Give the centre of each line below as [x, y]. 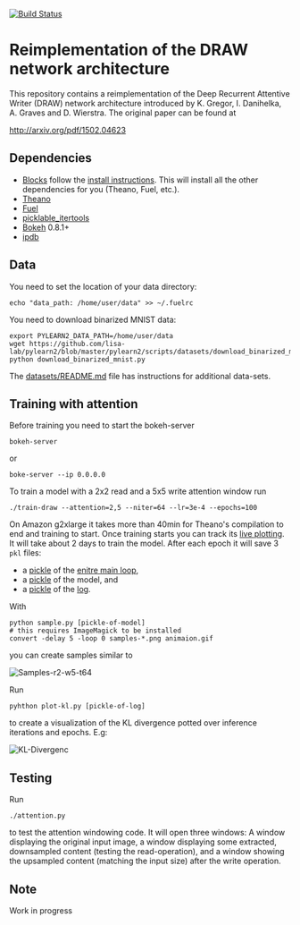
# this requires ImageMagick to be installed [95, 631]
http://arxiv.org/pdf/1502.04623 [68, 130]
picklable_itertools [56, 217]
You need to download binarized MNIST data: [93, 319]
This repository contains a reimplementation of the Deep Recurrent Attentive [150, 93]
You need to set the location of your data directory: [103, 286]
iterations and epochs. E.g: [58, 733]
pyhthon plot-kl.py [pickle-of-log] [77, 707]
